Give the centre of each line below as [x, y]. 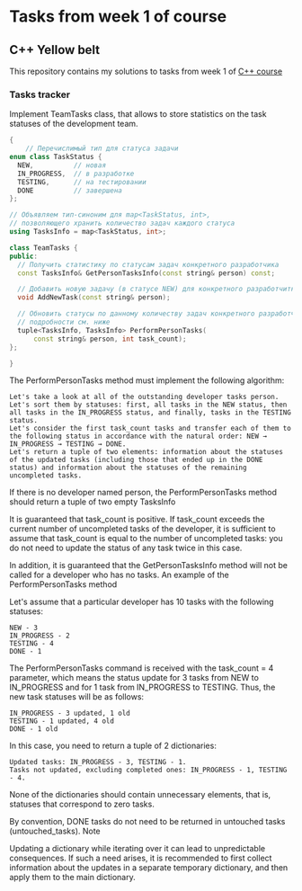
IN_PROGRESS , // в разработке [76, 174]
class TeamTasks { [44, 248]
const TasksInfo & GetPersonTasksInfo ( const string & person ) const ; [147, 273]
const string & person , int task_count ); [110, 339]
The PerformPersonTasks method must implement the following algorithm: [147, 380]
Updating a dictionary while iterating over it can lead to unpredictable [138, 849]
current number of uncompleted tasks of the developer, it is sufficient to [142, 529]
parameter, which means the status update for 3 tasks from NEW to [134, 678]
